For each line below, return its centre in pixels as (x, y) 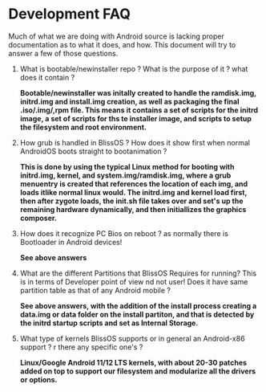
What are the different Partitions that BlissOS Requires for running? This (138, 273)
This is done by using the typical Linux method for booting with (127, 166)
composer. (38, 218)
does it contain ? (47, 77)
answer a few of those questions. (63, 53)
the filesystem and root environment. (83, 127)
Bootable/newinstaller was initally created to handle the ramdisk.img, (138, 92)
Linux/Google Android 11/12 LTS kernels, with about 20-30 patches (133, 362)
